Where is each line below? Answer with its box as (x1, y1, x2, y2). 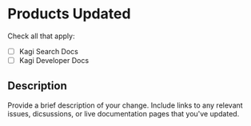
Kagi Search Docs (18, 46, 79, 56)
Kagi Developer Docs (18, 56, 90, 65)
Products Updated (7, 5, 131, 23)
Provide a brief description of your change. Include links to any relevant (7, 100, 243, 110)
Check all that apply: (7, 31, 75, 41)
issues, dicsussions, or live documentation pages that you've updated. (7, 108, 240, 118)
